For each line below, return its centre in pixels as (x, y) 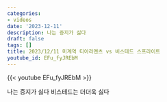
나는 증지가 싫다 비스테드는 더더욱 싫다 (58, 91)
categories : (24, 13)
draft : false (26, 39)
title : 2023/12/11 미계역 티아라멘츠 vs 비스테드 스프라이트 (84, 52)
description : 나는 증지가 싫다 (47, 33)
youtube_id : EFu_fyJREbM (42, 58)
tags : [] (20, 45)
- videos (20, 20)
